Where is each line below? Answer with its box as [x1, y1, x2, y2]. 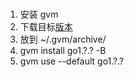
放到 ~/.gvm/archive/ [19, 33, 107, 46]
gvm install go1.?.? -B [19, 45, 107, 57]
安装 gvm [19, 8, 59, 21]
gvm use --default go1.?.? [19, 55, 125, 67]
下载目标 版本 [19, 21, 73, 33]
